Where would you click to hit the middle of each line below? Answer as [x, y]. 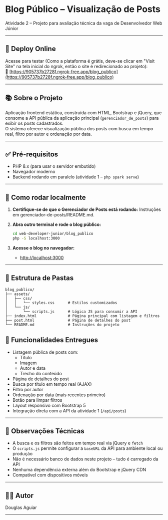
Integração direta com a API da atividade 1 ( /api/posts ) [69, 411]
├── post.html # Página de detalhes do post [68, 320]
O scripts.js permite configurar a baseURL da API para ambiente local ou [87, 448]
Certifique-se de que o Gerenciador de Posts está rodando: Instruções [87, 209]
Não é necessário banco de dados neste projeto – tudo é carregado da [85, 459]
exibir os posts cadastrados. [34, 123]
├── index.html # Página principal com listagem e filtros [82, 316]
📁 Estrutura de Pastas [39, 278]
